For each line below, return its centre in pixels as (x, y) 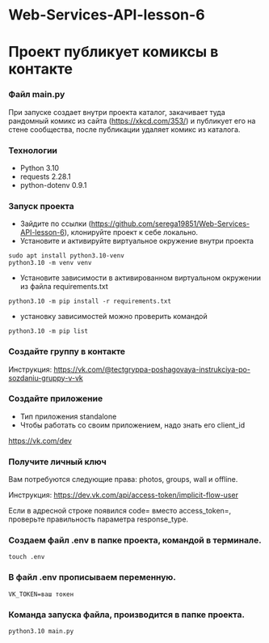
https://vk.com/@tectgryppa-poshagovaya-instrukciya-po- (152, 369)
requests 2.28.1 (45, 177)
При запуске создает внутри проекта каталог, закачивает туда (117, 112)
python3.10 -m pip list (48, 331)
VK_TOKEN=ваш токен (41, 594)
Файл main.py (37, 95)
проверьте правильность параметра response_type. (98, 519)
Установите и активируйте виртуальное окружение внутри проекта (137, 241)
